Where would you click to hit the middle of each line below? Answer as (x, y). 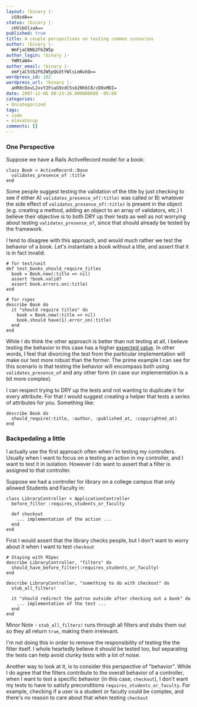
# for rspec (21, 300)
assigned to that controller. (39, 470)
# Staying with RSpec (33, 557)
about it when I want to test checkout (51, 547)
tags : (13, 110)
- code (14, 115)
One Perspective (30, 146)
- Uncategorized (26, 104)
